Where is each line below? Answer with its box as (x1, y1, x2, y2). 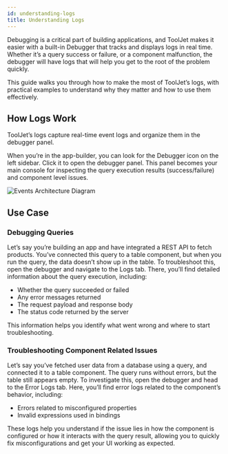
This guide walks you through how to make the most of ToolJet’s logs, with (7, 78, 219, 86)
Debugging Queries (7, 227, 74, 237)
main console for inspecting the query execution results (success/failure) (7, 166, 215, 174)
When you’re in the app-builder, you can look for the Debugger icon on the (7, 152, 219, 160)
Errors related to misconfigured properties (17, 404, 137, 412)
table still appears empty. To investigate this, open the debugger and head (7, 376, 218, 384)
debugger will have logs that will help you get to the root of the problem (7, 57, 210, 65)
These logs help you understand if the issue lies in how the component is (7, 424, 215, 433)
